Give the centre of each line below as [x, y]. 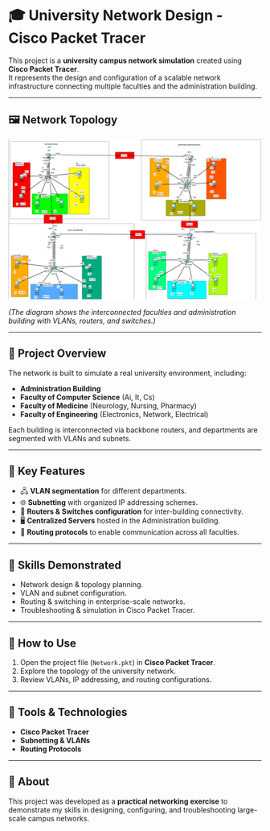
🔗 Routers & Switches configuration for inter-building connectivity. [131, 511]
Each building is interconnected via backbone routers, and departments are [133, 430]
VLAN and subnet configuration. [73, 593]
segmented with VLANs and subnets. [70, 438]
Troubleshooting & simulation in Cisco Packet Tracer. [107, 610]
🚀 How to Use [42, 643]
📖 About [29, 782]
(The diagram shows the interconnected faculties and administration [123, 312]
